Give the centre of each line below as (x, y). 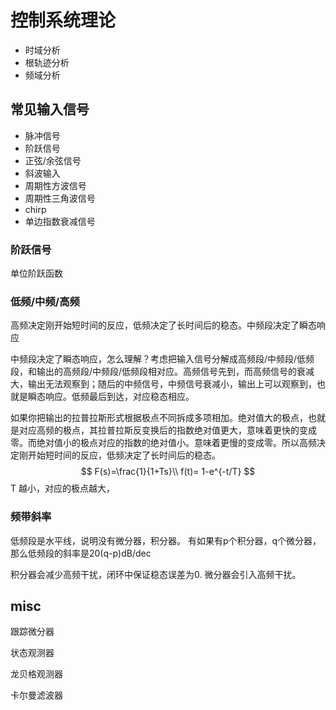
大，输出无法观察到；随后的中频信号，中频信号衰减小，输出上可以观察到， (163, 384)
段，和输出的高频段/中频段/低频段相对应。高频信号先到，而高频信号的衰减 (162, 372)
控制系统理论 (63, 20)
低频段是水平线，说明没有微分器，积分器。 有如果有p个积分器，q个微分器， (166, 540)
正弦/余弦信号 (53, 160)
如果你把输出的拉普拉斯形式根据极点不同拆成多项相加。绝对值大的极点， (159, 418)
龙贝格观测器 (36, 674)
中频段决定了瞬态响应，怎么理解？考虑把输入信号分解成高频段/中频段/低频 (162, 359)
